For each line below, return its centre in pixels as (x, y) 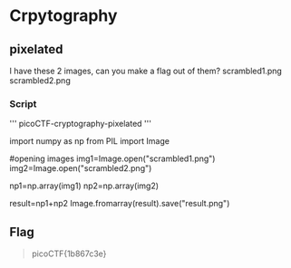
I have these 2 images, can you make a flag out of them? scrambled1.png (146, 71)
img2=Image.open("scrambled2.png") (81, 168)
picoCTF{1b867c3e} (69, 254)
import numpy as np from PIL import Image (90, 141)
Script (23, 103)
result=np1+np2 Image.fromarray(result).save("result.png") (120, 204)
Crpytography (63, 16)
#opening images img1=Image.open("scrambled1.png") (112, 158)
